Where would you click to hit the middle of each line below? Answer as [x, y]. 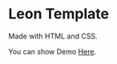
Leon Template [59, 14]
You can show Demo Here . [52, 51]
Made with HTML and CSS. [53, 36]
